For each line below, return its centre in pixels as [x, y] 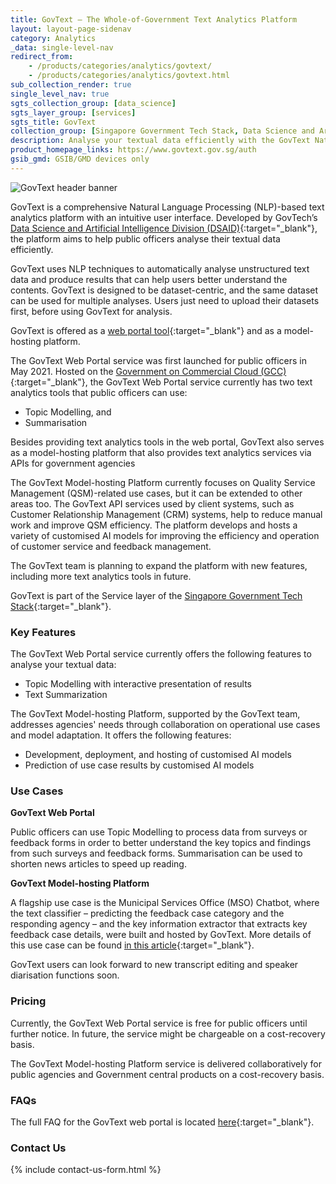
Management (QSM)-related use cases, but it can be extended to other [156, 493]
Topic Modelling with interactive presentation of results [138, 684]
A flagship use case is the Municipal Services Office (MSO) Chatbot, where [165, 903]
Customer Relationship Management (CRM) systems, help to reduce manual [166, 514]
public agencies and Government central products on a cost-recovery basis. [167, 1074]
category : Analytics [53, 38]
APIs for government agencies [73, 463]
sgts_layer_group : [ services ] [73, 112]
